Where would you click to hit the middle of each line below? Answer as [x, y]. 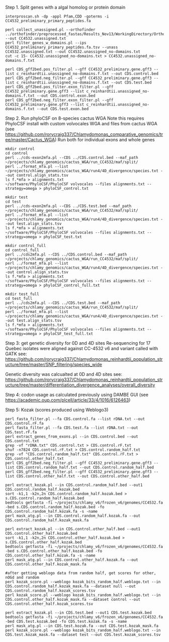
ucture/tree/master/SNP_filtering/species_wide [54, 365]
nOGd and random [22, 578]
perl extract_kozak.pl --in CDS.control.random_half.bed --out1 [74, 485]
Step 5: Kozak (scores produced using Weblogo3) [57, 410]
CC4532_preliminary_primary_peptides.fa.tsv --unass [62, 47]
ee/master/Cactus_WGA [30, 140]
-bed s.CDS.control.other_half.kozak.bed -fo [54, 551]
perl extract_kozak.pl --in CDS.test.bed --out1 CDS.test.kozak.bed [78, 613]
